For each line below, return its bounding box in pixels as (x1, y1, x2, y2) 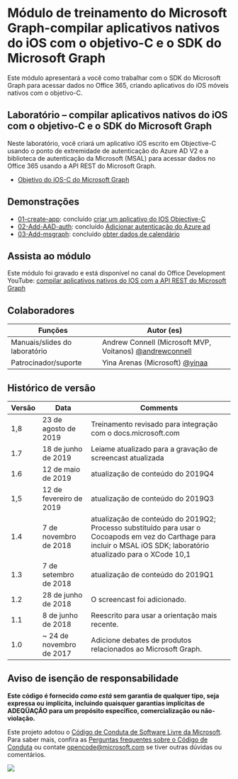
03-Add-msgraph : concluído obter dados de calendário (17, 229, 180, 238)
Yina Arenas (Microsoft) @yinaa (101, 358, 208, 368)
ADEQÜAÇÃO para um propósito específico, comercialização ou (7, 706, 200, 715)
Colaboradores (7, 305, 75, 317)
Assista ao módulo (7, 250, 91, 262)
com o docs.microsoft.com (91, 428, 181, 438)
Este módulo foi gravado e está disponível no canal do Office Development (7, 269, 225, 278)
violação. (7, 714, 35, 722)
